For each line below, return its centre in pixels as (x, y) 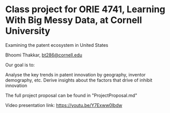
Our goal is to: (20, 65)
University (28, 31)
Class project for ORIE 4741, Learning (85, 9)
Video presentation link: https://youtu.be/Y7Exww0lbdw (64, 105)
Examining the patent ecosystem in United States (57, 45)
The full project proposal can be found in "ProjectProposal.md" (71, 95)
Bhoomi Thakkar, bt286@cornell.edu (44, 55)
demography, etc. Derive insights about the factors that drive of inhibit (79, 80)
